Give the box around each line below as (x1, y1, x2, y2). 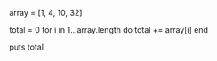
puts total (9, 42, 44, 52)
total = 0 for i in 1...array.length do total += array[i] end (9, 25, 209, 34)
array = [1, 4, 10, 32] (9, 8, 83, 18)
